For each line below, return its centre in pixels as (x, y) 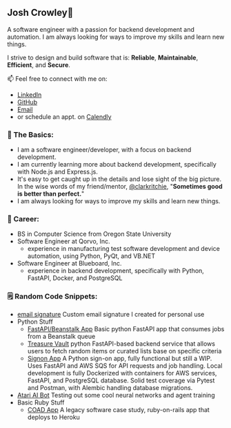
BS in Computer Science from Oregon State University (94, 234)
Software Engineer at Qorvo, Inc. (63, 241)
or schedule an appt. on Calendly (64, 117)
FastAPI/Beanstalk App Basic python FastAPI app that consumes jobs (126, 328)
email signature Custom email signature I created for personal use (111, 314)
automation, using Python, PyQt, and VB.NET (91, 256)
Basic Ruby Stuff (41, 402)
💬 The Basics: (30, 134)
